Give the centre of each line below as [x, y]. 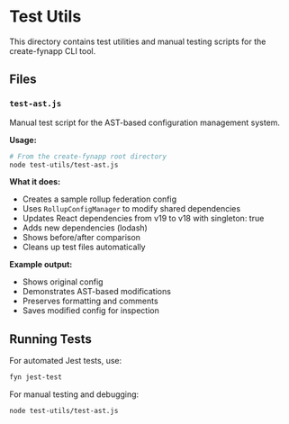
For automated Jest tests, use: [66, 361]
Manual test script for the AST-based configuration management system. [145, 122]
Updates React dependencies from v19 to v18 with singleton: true [143, 219]
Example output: [41, 265]
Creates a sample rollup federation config [99, 199]
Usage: [23, 140]
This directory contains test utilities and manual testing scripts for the [138, 41]
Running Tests [50, 339]
